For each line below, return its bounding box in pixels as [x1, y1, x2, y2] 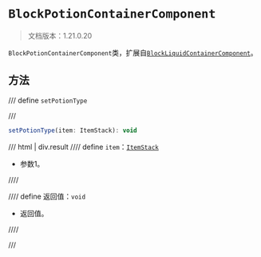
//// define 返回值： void [8, 191, 86, 201]
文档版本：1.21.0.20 [27, 30, 93, 40]
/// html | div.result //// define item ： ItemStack [8, 142, 160, 151]
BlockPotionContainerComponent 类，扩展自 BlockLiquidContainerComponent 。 [8, 47, 258, 58]
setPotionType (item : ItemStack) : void [8, 126, 137, 135]
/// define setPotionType [8, 95, 88, 105]
